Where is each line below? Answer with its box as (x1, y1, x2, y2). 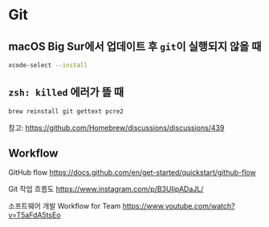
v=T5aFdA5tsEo (8, 210, 62, 220)
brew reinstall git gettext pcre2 (8, 107, 124, 116)
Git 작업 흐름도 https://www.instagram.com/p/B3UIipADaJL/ (8, 184, 204, 194)
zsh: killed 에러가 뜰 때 (8, 86, 124, 99)
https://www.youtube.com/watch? (122, 201, 235, 211)
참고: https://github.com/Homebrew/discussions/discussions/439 (8, 123, 225, 132)
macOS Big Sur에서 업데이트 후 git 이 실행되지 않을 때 (8, 39, 262, 53)
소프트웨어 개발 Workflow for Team (8, 201, 121, 211)
